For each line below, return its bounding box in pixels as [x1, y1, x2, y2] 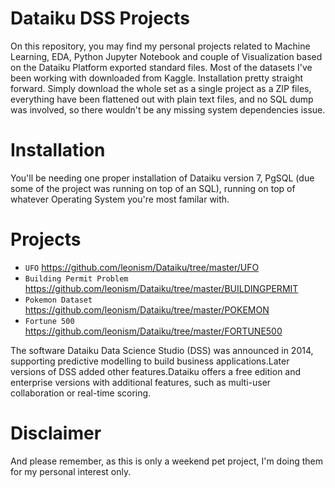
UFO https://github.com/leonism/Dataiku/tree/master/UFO [24, 261, 260, 273]
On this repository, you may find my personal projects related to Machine [10, 40, 311, 52]
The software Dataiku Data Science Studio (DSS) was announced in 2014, [10, 344, 314, 356]
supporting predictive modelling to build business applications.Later [10, 355, 290, 367]
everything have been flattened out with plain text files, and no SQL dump [10, 93, 314, 105]
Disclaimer [10, 422, 102, 444]
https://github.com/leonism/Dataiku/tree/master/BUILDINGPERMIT [24, 282, 299, 294]
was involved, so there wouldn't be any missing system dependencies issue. [10, 103, 326, 116]
